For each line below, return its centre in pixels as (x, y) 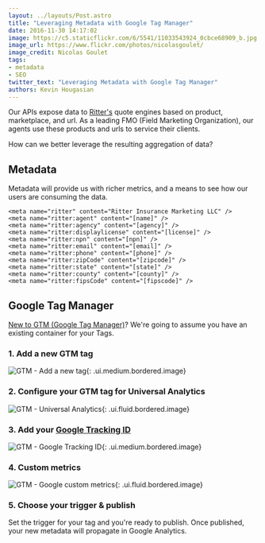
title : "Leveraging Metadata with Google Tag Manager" (101, 23)
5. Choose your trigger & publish (72, 506)
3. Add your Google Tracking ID (69, 429)
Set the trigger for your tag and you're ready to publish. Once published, (126, 522)
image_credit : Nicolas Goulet (58, 52)
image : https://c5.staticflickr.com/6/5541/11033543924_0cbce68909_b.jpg (133, 38)
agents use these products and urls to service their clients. (104, 129)
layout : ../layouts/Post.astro (60, 16)
